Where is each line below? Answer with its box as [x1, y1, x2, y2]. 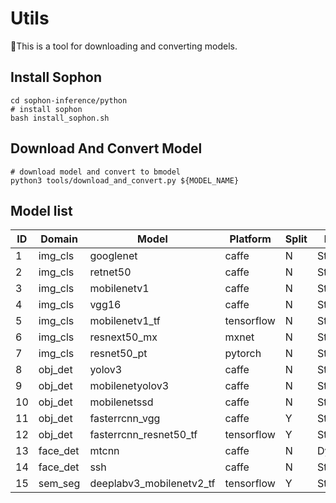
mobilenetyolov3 [89, 379, 170, 393]
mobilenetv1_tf [89, 314, 161, 328]
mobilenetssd [89, 395, 154, 409]
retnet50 [89, 265, 132, 279]
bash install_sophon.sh [10, 113, 110, 123]
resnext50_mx [89, 330, 158, 344]
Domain [40, 232, 78, 246]
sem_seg [38, 477, 81, 491]
